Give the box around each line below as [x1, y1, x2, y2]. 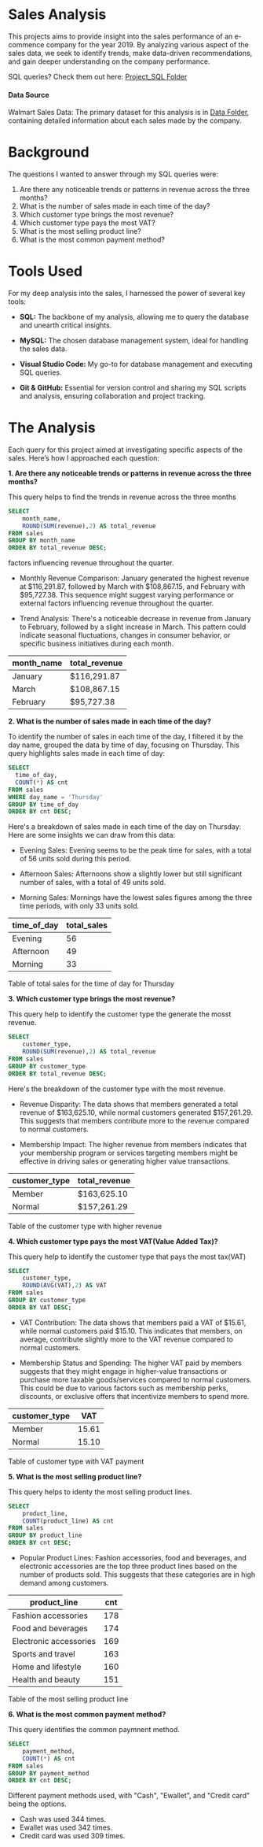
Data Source [8, 90, 49, 99]
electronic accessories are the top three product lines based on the [19, 1561, 238, 1571]
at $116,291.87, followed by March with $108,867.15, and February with [19, 582, 246, 591]
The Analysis [8, 419, 96, 437]
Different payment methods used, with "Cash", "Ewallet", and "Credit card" [8, 1791, 250, 1801]
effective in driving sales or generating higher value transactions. [19, 1156, 230, 1166]
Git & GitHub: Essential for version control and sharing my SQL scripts [19, 383, 247, 393]
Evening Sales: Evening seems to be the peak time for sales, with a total [19, 846, 252, 855]
